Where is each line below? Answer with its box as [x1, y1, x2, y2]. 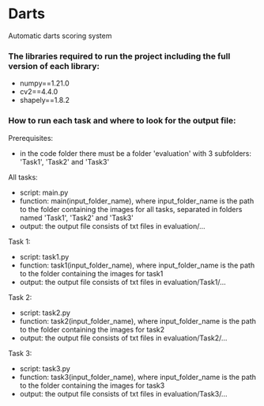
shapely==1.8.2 [19, 96, 70, 105]
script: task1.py [19, 252, 70, 261]
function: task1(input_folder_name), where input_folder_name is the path [19, 260, 255, 270]
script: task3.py [19, 363, 71, 373]
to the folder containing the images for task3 [19, 381, 165, 390]
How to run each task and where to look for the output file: [8, 116, 236, 127]
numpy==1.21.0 [19, 78, 70, 88]
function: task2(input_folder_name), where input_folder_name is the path [19, 316, 257, 325]
